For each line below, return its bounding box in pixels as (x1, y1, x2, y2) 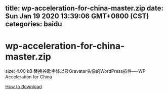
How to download (5, 83, 42, 90)
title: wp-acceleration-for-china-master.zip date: (5, 4, 163, 13)
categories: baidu (5, 20, 62, 28)
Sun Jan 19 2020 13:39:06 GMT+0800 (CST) (5, 12, 149, 21)
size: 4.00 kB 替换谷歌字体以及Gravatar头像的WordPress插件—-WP (5, 68, 146, 74)
